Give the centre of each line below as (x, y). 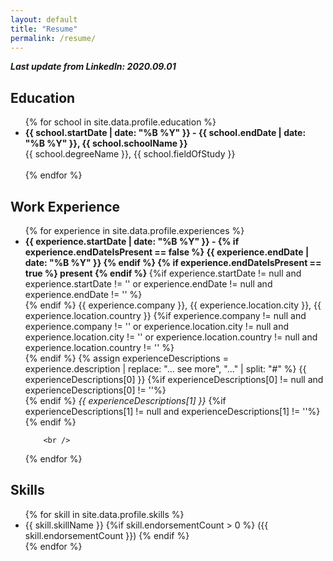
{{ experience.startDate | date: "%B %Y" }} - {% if (132, 241)
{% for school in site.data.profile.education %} (120, 122)
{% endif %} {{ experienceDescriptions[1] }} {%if (125, 400)
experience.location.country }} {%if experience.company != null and (165, 315)
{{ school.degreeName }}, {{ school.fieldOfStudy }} (130, 154)
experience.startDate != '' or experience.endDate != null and (148, 284)
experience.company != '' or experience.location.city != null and (157, 326)
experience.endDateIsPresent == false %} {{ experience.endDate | (167, 252)
